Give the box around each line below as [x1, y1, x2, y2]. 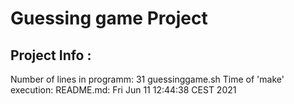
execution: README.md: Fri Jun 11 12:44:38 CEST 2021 [10, 84, 237, 96]
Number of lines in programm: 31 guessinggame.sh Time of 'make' [10, 73, 285, 85]
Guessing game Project [10, 7, 208, 30]
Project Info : [10, 47, 92, 64]
